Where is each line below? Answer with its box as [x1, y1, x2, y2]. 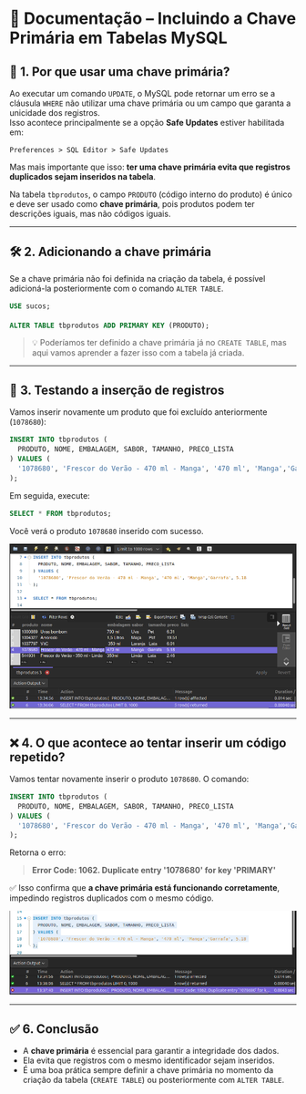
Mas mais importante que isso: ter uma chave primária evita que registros [9, 161, 291, 172]
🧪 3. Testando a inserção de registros [9, 382, 225, 397]
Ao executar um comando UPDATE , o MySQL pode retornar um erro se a [9, 88, 276, 98]
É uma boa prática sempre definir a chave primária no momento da [22, 1065, 274, 1076]
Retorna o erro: [9, 847, 66, 858]
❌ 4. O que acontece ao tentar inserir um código [9, 735, 287, 750]
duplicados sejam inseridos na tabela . [9, 171, 157, 181]
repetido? [9, 749, 66, 765]
